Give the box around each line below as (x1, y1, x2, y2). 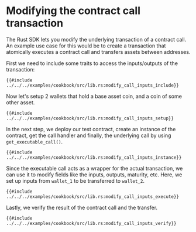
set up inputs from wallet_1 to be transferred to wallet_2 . (6, 177, 145, 184)
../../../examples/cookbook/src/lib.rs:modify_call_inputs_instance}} (6, 154, 182, 161)
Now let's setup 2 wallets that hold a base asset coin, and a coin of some (6, 93, 183, 100)
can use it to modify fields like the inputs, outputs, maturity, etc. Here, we (6, 171, 183, 178)
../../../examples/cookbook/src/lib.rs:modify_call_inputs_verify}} (6, 220, 177, 226)
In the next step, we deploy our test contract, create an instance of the (6, 125, 176, 132)
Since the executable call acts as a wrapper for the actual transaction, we (6, 165, 183, 172)
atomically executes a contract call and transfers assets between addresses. (6, 48, 191, 55)
